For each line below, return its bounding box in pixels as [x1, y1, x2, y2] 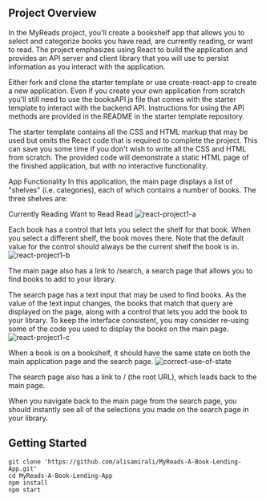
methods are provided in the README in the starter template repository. [8, 111, 245, 121]
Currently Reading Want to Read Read [8, 208, 134, 219]
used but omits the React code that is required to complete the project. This [8, 136, 258, 145]
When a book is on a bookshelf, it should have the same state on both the [8, 348, 251, 358]
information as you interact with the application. [8, 62, 166, 71]
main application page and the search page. [8, 356, 154, 366]
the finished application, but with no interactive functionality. [8, 160, 208, 171]
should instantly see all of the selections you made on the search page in [8, 404, 249, 414]
